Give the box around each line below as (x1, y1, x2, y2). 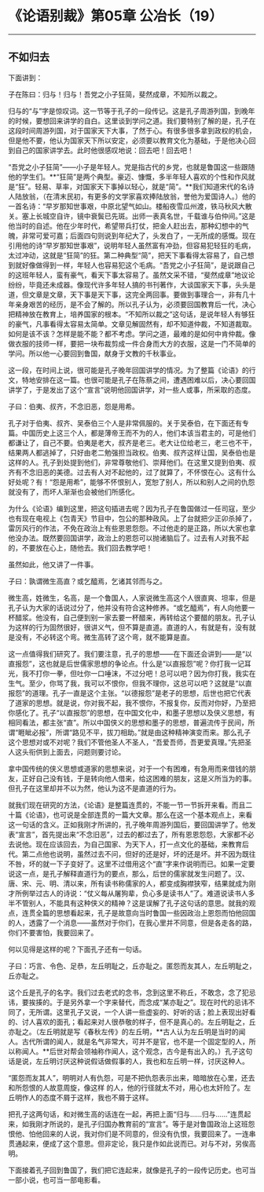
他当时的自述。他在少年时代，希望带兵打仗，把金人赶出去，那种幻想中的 (8, 221, 242, 230)
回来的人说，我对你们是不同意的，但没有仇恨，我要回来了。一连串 (42, 1128, 256, 1139)
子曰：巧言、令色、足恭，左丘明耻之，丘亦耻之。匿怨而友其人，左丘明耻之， (8, 961, 256, 971)
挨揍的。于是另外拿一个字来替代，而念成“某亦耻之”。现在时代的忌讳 (28, 997, 249, 1007)
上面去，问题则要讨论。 (49, 747, 126, 756)
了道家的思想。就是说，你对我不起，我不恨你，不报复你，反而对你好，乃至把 (8, 698, 256, 708)
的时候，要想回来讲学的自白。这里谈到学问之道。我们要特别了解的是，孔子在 (8, 115, 256, 126)
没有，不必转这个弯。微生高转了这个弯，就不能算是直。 (14, 632, 194, 642)
